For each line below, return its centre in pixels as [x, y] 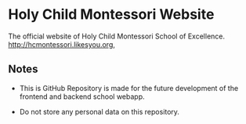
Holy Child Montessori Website [111, 15]
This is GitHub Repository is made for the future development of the [129, 88]
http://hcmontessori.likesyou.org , [62, 44]
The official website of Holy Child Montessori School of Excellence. [117, 36]
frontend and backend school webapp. [82, 97]
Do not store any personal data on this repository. [99, 111]
